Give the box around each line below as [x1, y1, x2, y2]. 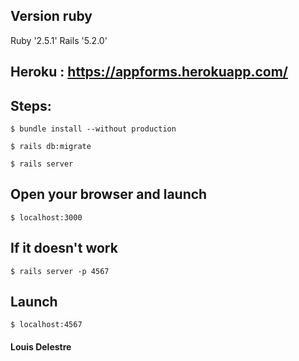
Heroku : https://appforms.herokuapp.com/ [10, 64, 288, 81]
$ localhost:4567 [10, 320, 83, 330]
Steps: [10, 97, 52, 114]
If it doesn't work [10, 240, 118, 257]
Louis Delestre [10, 341, 72, 353]
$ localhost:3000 [10, 212, 83, 223]
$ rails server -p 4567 [10, 266, 110, 276]
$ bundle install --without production [10, 124, 177, 134]
